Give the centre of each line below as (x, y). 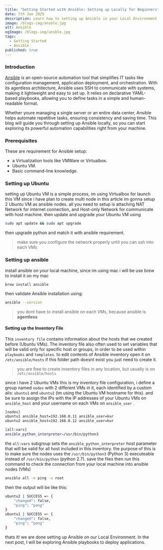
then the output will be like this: (36, 487)
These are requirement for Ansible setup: (46, 151)
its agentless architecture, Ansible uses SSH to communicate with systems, (80, 88)
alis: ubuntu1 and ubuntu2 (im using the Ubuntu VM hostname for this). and (79, 393)
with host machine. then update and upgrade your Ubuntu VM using (73, 215)
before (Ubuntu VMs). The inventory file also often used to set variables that (81, 344)
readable (14, 103)
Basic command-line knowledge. (45, 171)
